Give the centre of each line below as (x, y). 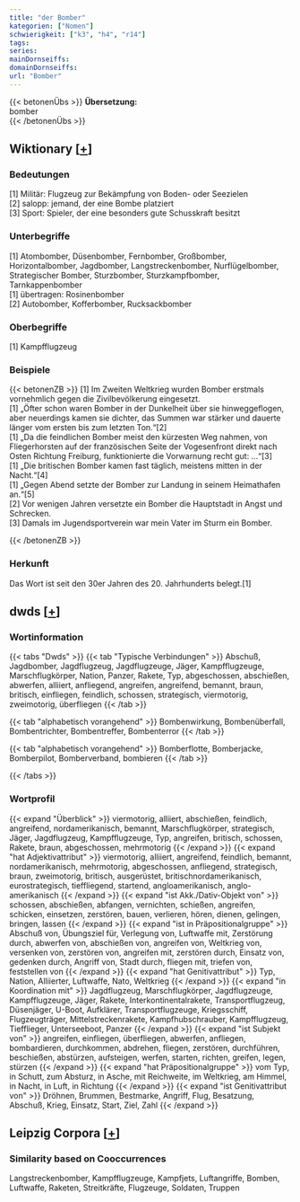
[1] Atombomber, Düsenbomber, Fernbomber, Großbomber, (118, 256)
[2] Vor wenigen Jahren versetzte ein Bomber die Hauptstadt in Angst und (146, 504)
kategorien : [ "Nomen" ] (51, 26)
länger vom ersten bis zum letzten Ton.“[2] (88, 428)
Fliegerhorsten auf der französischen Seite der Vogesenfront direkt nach (143, 446)
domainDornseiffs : (43, 68)
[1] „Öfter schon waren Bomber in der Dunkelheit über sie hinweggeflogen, (147, 409)
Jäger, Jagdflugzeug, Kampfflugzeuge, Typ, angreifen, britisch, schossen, (146, 837)
